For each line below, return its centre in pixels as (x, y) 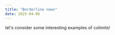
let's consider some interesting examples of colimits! (58, 27)
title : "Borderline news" (31, 9)
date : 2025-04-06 (23, 14)
